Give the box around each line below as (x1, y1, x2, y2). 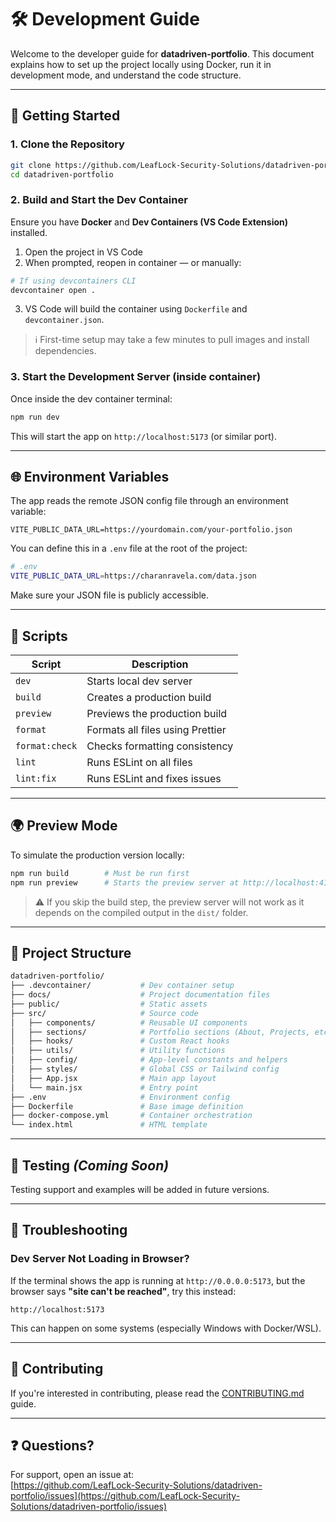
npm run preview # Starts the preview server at (10, 877, 240, 888)
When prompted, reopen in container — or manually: (24, 256, 242, 268)
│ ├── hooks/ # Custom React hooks (10, 1036, 230, 1046)
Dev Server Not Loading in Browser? (10, 1252, 190, 1266)
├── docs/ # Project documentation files (10, 990, 271, 1000)
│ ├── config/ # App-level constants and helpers (10, 1055, 288, 1065)
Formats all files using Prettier (86, 722, 227, 736)
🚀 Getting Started (10, 107, 121, 125)
